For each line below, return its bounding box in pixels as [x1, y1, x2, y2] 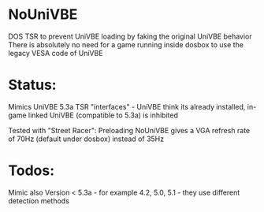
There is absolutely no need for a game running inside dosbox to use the [8, 39, 244, 49]
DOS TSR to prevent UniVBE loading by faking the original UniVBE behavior [8, 32, 252, 41]
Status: [8, 76, 57, 94]
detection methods [8, 195, 69, 206]
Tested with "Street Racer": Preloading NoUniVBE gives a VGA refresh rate [8, 125, 251, 135]
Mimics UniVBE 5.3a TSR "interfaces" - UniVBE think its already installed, [8, 102, 246, 111]
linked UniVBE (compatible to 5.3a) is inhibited [28, 110, 179, 120]
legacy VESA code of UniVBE [8, 48, 104, 58]
